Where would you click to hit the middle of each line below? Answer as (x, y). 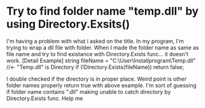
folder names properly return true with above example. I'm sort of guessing (101, 85)
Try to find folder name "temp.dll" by (102, 11)
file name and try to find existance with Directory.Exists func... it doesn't (98, 54)
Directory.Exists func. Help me (45, 98)
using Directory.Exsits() (68, 24)
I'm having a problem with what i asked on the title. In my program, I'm (95, 41)
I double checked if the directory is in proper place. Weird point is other (97, 79)
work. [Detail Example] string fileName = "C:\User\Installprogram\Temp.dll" (101, 60)
